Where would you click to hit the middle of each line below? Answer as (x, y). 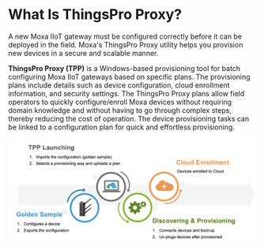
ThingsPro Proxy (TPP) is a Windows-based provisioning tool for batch (124, 68)
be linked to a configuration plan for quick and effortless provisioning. (122, 127)
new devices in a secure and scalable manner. (83, 53)
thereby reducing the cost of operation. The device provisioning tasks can (129, 118)
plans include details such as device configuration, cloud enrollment (119, 85)
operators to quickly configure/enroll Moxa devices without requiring (120, 102)
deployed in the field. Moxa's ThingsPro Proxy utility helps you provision (126, 44)
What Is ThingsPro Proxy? (95, 15)
